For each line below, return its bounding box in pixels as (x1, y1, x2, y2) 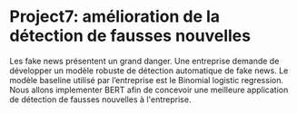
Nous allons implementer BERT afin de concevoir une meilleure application (9, 84, 289, 95)
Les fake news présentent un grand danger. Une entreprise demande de (9, 55, 280, 66)
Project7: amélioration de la (9, 6, 221, 27)
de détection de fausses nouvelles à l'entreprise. (9, 93, 192, 105)
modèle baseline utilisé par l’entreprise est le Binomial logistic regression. (9, 74, 284, 85)
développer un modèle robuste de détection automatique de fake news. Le (9, 65, 289, 76)
